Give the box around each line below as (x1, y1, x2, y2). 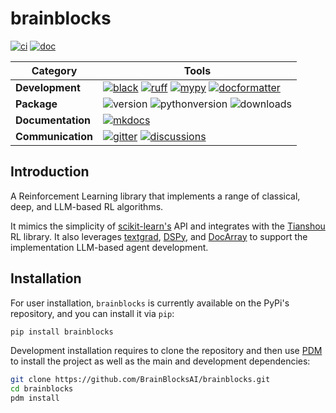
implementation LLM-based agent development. (10, 241, 209, 253)
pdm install (10, 393, 60, 404)
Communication (15, 129, 93, 143)
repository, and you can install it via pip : (10, 307, 175, 319)
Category (31, 63, 78, 77)
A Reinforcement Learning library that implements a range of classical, (10, 190, 301, 202)
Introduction (10, 163, 90, 181)
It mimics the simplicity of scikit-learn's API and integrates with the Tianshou (10, 220, 326, 232)
